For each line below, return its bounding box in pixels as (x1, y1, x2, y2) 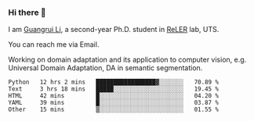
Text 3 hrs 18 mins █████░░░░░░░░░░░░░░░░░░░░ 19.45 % (8, 85, 220, 93)
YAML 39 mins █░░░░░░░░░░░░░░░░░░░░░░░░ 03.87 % (8, 99, 220, 107)
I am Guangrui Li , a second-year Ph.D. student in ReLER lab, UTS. (8, 25, 220, 34)
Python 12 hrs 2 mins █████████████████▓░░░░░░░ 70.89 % (8, 78, 220, 87)
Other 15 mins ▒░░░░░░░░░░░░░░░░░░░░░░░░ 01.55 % (8, 105, 220, 114)
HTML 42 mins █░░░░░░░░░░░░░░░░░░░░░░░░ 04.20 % (8, 92, 220, 100)
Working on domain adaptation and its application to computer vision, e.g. (8, 55, 247, 65)
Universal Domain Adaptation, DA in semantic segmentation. (8, 63, 203, 73)
